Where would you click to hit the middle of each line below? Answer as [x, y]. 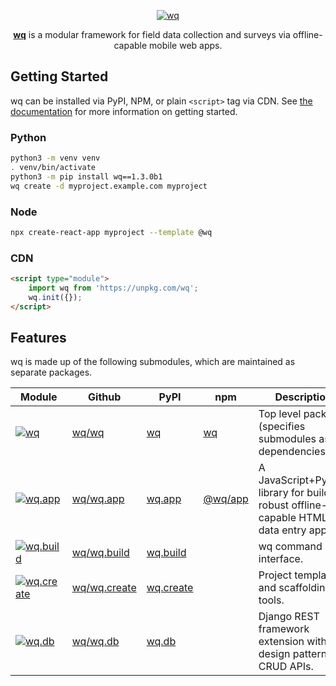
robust [274, 505]
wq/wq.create [104, 588]
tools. [271, 600]
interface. [281, 559]
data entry [282, 530]
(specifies [282, 427]
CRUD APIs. [286, 667]
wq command [290, 547]
